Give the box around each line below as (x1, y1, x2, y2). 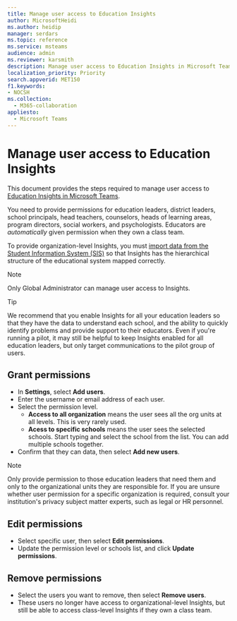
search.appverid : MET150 (7, 76, 80, 83)
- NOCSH (7, 89, 30, 96)
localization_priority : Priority (7, 69, 106, 76)
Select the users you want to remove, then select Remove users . (17, 591, 207, 599)
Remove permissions (7, 572, 102, 584)
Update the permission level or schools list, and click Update (17, 544, 195, 553)
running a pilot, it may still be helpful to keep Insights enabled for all (7, 333, 204, 342)
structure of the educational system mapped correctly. (7, 256, 166, 265)
